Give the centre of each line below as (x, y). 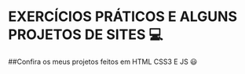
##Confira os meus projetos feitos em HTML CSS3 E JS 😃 (103, 62)
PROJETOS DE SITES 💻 (86, 35)
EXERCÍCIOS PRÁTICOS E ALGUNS (123, 17)
